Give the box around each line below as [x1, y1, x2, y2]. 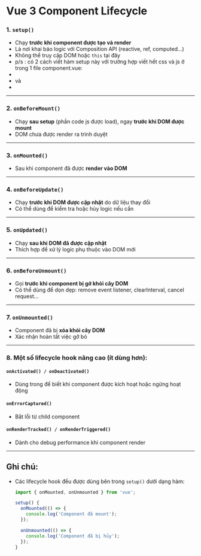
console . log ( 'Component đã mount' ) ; [26, 511, 117, 517]
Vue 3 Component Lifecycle [6, 4, 148, 18]
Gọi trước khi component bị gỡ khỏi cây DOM [14, 279, 129, 287]
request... [14, 292, 39, 300]
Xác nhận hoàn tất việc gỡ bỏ [14, 333, 88, 341]
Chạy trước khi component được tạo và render [14, 39, 132, 46]
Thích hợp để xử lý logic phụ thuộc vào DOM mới [14, 245, 136, 253]
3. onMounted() [6, 151, 48, 159]
